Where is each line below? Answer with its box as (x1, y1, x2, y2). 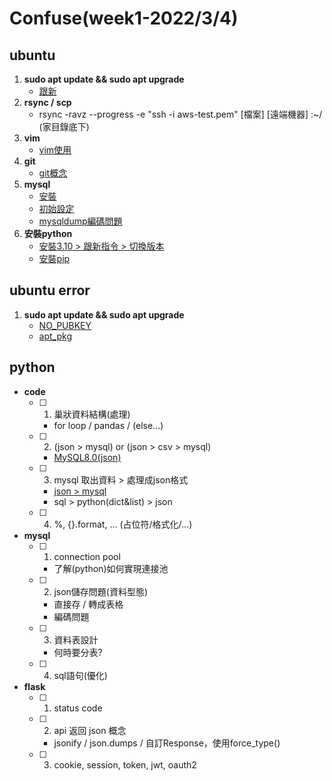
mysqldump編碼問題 (38, 215, 123, 227)
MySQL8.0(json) (53, 451, 122, 463)
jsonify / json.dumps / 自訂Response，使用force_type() (53, 737, 281, 749)
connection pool (53, 550, 121, 562)
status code (53, 702, 103, 714)
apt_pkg (38, 330, 72, 342)
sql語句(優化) (53, 669, 108, 681)
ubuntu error (9, 282, 91, 299)
